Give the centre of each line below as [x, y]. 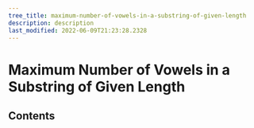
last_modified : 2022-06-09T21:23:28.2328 [78, 30]
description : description [51, 23]
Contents [32, 116]
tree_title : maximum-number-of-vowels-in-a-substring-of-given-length [127, 16]
